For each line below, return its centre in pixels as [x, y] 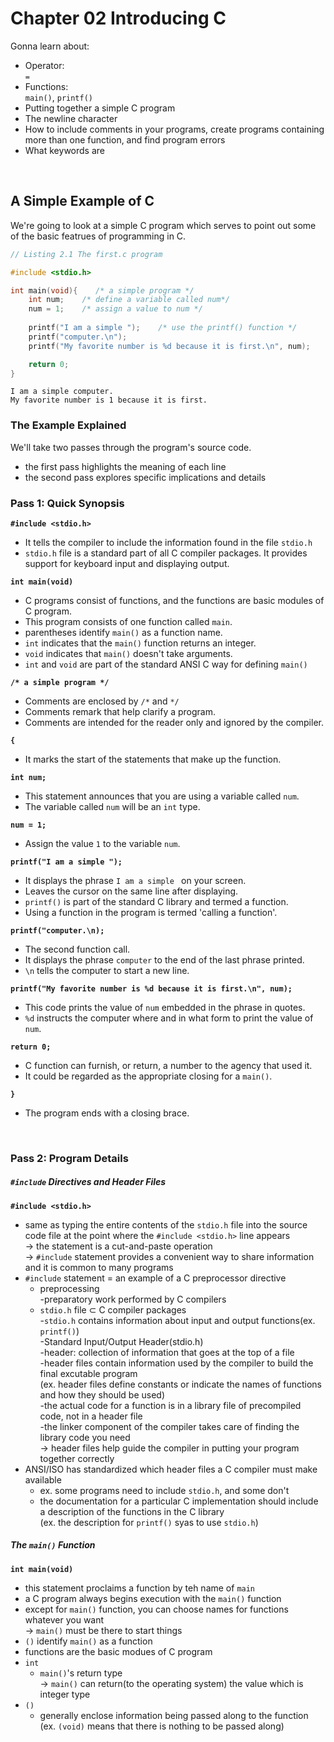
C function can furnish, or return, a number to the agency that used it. [168, 1065]
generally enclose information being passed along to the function [174, 1715]
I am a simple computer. [62, 392]
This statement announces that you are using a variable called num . [162, 796]
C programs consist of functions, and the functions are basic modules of [174, 600]
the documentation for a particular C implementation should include [179, 1501]
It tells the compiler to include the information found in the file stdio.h [168, 542]
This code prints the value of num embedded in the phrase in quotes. [165, 1007]
